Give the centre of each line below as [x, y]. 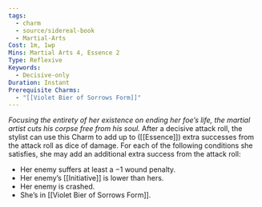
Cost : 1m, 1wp [32, 46]
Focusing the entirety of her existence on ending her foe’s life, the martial [129, 120]
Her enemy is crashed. [57, 187]
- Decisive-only [42, 75]
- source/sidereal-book [55, 30]
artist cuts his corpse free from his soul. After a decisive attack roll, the [125, 129]
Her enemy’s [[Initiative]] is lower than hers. [92, 178]
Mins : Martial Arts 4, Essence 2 [64, 53]
